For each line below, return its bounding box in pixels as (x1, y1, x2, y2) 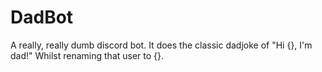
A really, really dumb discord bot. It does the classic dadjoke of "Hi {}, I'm (10, 39, 313, 51)
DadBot (10, 6, 74, 29)
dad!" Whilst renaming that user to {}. (10, 49, 165, 61)
